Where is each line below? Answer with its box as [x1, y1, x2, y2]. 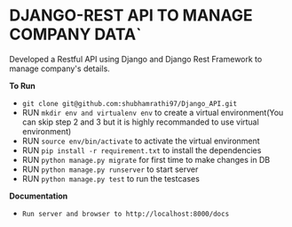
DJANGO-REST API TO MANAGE [9, 5, 253, 26]
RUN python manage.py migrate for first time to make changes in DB [21, 154, 271, 165]
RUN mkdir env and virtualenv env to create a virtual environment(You [21, 107, 284, 118]
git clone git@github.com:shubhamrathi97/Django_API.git [21, 99, 238, 108]
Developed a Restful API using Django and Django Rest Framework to [9, 53, 263, 64]
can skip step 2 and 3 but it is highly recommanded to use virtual [21, 117, 259, 127]
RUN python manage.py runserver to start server [21, 164, 199, 174]
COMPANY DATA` [9, 24, 142, 45]
